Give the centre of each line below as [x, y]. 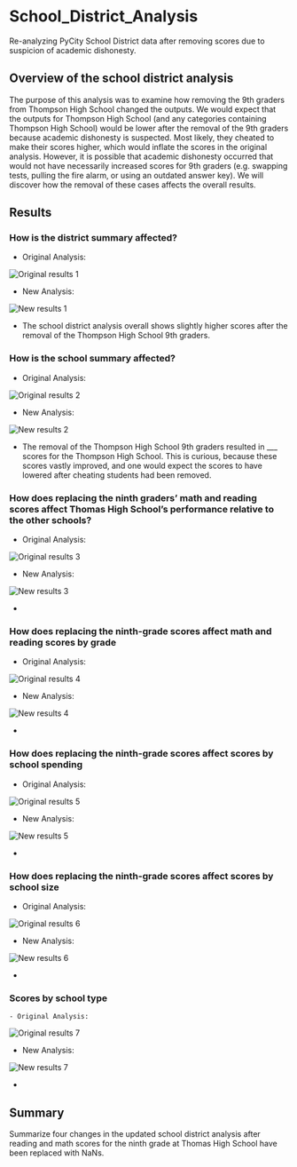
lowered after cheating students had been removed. [117, 475]
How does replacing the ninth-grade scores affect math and [141, 631]
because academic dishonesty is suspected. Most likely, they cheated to [142, 137]
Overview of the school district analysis [121, 79]
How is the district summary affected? [93, 238]
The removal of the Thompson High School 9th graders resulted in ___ [149, 447]
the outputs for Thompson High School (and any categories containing [138, 118]
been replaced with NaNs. [57, 1153]
